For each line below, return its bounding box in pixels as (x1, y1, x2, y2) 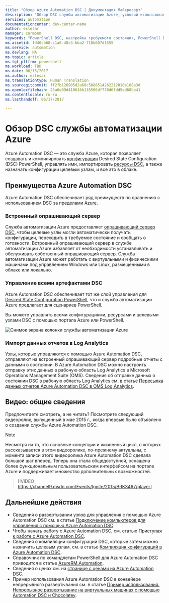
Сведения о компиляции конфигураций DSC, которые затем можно (12, 538, 158, 544)
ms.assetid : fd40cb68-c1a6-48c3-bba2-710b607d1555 (5, 40, 114, 45)
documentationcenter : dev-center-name (5, 21, 87, 27)
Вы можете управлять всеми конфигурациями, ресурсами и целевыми (5, 311, 159, 317)
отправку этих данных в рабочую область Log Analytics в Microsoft (5, 367, 150, 373)
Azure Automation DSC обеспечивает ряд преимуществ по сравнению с (5, 195, 160, 200)
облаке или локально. (5, 267, 52, 273)
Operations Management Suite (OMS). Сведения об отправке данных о (5, 372, 155, 378)
